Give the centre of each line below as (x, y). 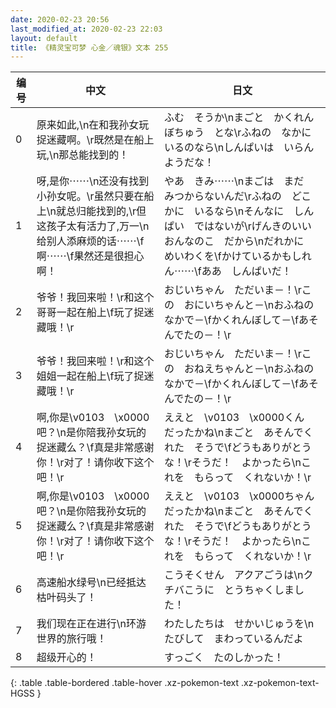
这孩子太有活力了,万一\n (93, 226)
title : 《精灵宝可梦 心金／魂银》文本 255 (89, 47)
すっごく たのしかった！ (224, 658)
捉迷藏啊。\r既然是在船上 (95, 140)
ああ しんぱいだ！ (246, 271)
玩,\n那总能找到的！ (83, 155)
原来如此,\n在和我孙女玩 (93, 125)
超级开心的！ (66, 658)
